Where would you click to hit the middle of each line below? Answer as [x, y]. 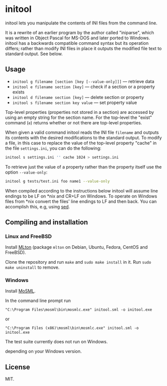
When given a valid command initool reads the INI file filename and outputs [82, 132]
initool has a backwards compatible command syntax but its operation [77, 43]
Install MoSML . [20, 291]
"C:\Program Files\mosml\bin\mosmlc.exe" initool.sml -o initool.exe [79, 310]
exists [18, 92]
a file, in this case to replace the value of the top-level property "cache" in [81, 143]
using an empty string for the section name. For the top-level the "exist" [79, 117]
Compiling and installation [47, 222]
